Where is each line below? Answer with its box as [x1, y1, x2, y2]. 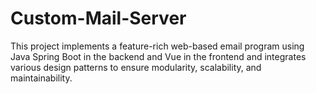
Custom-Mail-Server [10, 7, 187, 30]
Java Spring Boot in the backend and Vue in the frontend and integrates [10, 50, 307, 62]
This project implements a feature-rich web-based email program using [10, 40, 305, 52]
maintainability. [10, 72, 73, 84]
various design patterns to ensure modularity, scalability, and [10, 61, 262, 73]
